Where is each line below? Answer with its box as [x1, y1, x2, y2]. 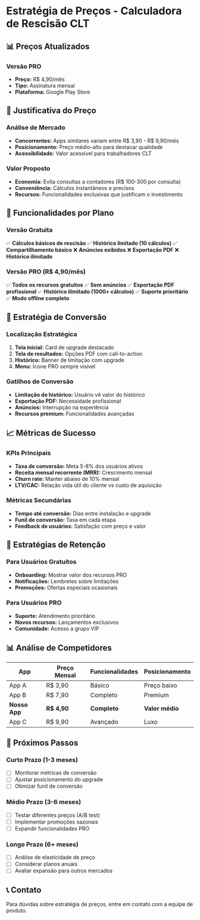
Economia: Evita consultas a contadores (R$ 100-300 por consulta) [14, 178, 181, 185]
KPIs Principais [6, 449, 51, 457]
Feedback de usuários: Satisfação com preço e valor [14, 523, 146, 530]
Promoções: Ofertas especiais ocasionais [14, 584, 118, 591]
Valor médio [143, 704, 179, 713]
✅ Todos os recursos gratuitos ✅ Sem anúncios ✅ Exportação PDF [6, 281, 174, 288]
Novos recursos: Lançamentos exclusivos [14, 618, 119, 626]
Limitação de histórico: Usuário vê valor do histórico [14, 391, 145, 398]
